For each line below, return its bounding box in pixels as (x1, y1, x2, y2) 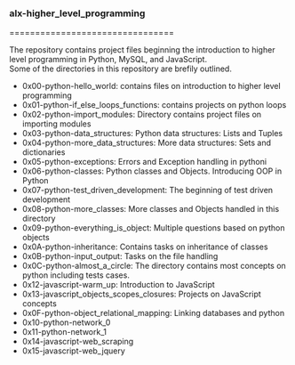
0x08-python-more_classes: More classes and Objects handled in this (21, 204, 280, 215)
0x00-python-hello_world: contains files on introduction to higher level (21, 81, 282, 92)
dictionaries (21, 147, 66, 158)
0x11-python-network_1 (21, 327, 107, 337)
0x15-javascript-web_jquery (21, 345, 126, 356)
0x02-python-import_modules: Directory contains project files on (21, 109, 262, 120)
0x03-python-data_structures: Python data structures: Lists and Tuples (21, 128, 283, 139)
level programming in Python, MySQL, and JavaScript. (9, 54, 207, 65)
